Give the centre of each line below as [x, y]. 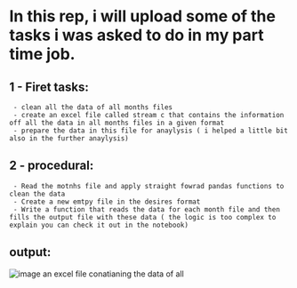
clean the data [37, 194]
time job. [42, 54]
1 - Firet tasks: [49, 87]
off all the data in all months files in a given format [117, 123]
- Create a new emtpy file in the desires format [107, 202]
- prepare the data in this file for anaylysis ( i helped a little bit [151, 131]
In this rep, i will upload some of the [142, 16]
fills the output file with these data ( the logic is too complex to [143, 217]
